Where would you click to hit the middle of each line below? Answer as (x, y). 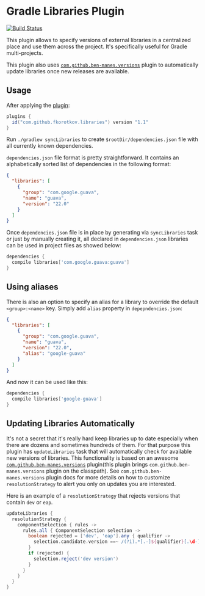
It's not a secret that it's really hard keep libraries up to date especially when (102, 438)
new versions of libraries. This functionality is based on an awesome (92, 458)
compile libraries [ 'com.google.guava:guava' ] (71, 263)
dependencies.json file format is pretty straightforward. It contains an (93, 158)
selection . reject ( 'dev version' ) (76, 559)
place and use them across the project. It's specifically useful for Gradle (97, 46)
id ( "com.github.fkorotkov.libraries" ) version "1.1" (80, 122)
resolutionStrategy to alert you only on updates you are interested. (91, 484)
